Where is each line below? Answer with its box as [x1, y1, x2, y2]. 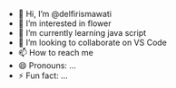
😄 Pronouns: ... [17, 60, 77, 71]
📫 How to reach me [17, 48, 93, 57]
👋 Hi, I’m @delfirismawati [17, 9, 112, 19]
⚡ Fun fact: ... [17, 70, 68, 81]
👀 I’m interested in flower [17, 18, 112, 29]
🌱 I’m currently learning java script [17, 28, 147, 38]
